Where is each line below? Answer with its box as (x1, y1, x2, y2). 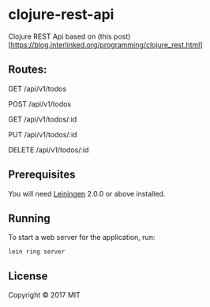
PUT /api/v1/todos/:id (8, 129, 77, 139)
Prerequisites (8, 168, 76, 182)
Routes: (8, 63, 47, 77)
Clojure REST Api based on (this (8, 32, 112, 41)
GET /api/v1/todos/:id (8, 114, 77, 124)
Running (8, 212, 51, 225)
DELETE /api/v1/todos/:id (8, 144, 89, 155)
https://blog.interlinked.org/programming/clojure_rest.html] (10, 39, 203, 49)
